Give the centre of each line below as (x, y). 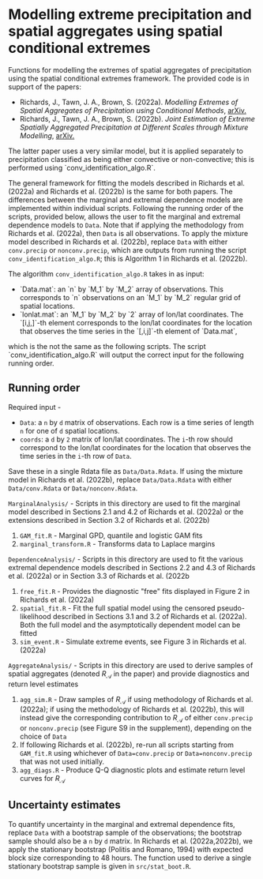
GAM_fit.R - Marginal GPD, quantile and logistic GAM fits (111, 535)
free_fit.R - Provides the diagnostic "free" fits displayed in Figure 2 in (135, 591)
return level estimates (43, 684)
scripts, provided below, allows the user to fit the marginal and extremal (124, 216)
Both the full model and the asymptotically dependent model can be (130, 625)
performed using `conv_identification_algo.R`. (82, 167)
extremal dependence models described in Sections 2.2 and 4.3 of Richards (132, 567)
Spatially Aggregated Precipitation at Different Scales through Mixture (134, 127)
